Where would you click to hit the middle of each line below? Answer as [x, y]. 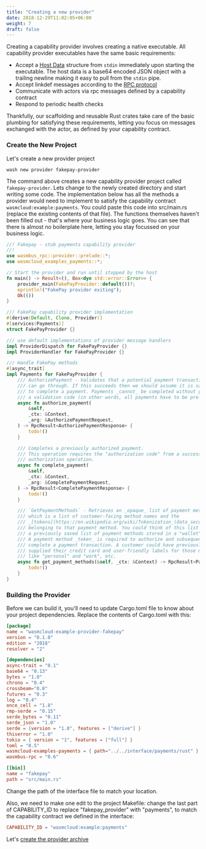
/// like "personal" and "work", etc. [67, 556]
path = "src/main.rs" [34, 779]
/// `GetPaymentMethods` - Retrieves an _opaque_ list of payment [104, 511]
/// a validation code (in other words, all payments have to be [103, 397]
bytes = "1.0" [25, 677]
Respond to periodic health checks [59, 104]
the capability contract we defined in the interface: [70, 816]
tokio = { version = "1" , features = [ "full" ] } [70, 740]
